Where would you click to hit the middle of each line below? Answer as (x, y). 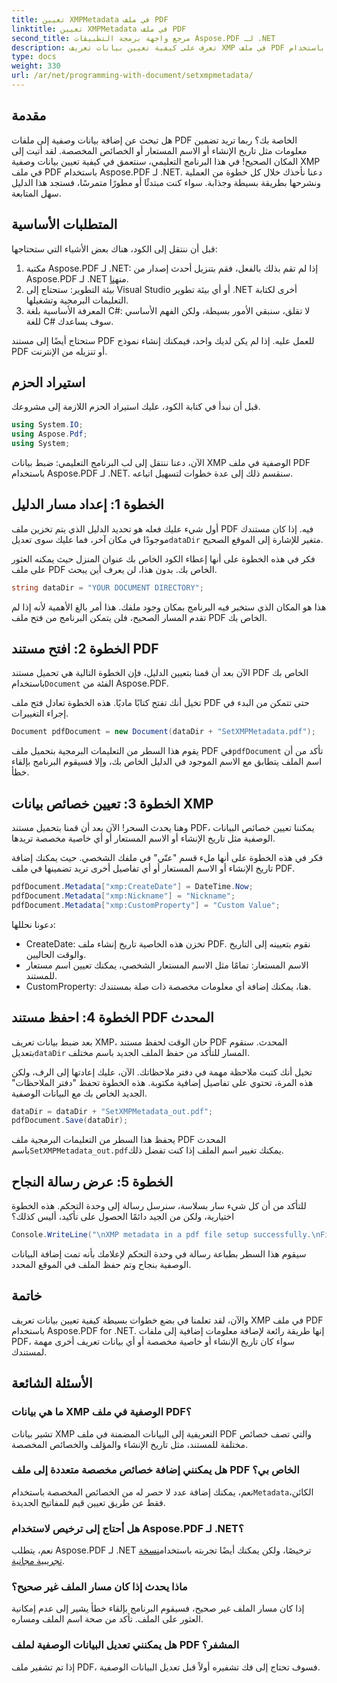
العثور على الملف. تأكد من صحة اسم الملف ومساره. (107, 1619)
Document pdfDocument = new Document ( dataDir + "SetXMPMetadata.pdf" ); (163, 732)
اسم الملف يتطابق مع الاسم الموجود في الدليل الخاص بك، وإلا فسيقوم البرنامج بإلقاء (167, 762)
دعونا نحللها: (33, 924)
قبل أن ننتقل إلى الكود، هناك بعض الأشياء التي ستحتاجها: (114, 248)
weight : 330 (36, 66)
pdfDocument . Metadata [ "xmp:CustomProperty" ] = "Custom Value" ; (146, 905)
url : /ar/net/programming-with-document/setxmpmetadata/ (132, 76)
